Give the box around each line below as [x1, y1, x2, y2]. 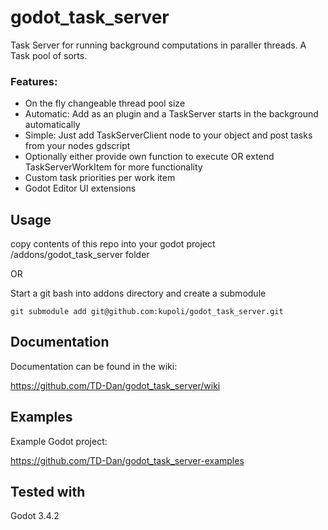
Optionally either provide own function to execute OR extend [24, 151, 275, 163]
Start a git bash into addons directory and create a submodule [10, 287, 267, 300]
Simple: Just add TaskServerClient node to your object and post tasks [24, 129, 313, 141]
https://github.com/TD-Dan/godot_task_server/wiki [10, 379, 221, 391]
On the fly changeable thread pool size [24, 97, 186, 110]
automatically [24, 119, 81, 131]
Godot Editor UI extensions [24, 182, 137, 195]
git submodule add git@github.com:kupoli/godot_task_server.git [10, 307, 284, 317]
